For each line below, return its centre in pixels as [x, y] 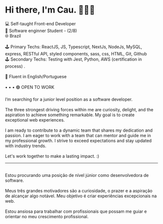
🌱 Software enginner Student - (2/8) [41, 31]
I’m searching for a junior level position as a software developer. [69, 99]
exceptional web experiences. [35, 120]
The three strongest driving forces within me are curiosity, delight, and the [79, 109]
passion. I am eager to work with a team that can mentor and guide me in [78, 135]
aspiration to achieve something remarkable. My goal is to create [70, 115]
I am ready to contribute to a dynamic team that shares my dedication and [79, 130]
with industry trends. [26, 146]
